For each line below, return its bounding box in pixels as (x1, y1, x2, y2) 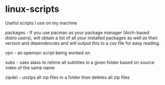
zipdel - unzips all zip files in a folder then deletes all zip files (5, 74, 130, 80)
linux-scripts (5, 3, 60, 15)
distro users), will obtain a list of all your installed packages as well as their (5, 35, 158, 41)
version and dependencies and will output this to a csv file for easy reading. (5, 40, 161, 46)
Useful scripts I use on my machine (5, 20, 78, 26)
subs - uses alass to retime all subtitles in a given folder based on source (5, 59, 155, 65)
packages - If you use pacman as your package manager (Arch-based (5, 29, 150, 35)
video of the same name (5, 65, 55, 71)
